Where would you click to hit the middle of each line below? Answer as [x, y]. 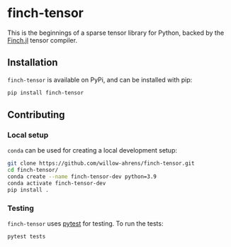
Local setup [28, 135]
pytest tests [27, 236]
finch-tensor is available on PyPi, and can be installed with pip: [100, 79]
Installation [33, 63]
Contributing [36, 115]
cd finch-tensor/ [33, 170]
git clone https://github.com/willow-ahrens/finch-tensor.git [101, 164]
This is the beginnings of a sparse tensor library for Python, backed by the [116, 33]
